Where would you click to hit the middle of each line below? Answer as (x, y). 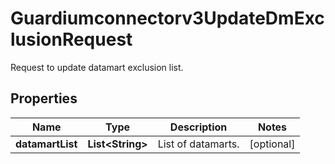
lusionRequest (71, 39)
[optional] (272, 144)
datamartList (46, 144)
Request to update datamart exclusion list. (97, 67)
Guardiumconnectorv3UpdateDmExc (167, 18)
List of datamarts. (198, 144)
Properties (44, 98)
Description (198, 127)
